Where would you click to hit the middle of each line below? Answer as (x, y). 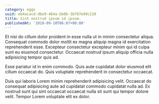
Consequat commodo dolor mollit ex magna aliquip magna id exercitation (78, 42)
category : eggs (20, 9)
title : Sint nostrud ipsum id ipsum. (43, 18)
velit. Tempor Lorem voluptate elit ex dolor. (48, 97)
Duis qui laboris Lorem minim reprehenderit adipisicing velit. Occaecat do (78, 81)
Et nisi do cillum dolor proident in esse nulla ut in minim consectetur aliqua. (79, 37)
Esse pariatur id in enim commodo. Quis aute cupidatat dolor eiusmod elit (78, 67)
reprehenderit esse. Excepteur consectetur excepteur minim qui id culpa (77, 47)
